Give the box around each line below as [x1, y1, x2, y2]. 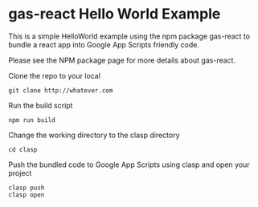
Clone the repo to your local [8, 71, 100, 80]
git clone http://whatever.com [8, 86, 113, 95]
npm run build [8, 116, 56, 124]
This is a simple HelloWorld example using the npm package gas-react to [8, 31, 251, 41]
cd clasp [8, 145, 38, 153]
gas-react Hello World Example [8, 5, 221, 23]
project [8, 168, 32, 177]
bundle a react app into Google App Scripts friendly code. [8, 39, 199, 49]
